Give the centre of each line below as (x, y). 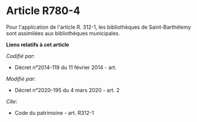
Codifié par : (21, 56)
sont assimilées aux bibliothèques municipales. (63, 33)
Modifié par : (21, 79)
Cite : (12, 101)
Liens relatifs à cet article (38, 45)
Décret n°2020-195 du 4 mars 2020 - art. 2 (67, 90)
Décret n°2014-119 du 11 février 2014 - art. (66, 67)
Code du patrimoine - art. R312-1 (54, 113)
